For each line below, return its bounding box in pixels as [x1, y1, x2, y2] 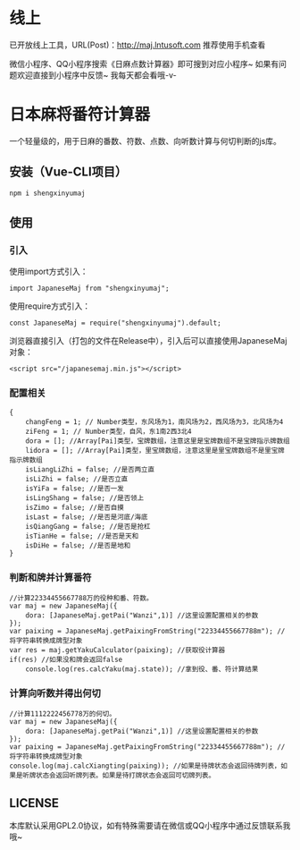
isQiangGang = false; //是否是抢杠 [25, 522, 151, 531]
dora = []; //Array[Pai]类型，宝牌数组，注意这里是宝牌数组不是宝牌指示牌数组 [25, 436, 290, 446]
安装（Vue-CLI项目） [9, 165, 128, 180]
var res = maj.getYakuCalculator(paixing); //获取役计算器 [9, 645, 226, 654]
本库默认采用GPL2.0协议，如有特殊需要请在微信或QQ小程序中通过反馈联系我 [9, 820, 291, 831]
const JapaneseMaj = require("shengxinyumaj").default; [9, 319, 221, 327]
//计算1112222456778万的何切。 [9, 710, 116, 718]
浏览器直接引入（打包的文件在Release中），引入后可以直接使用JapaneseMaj [9, 336, 287, 346]
